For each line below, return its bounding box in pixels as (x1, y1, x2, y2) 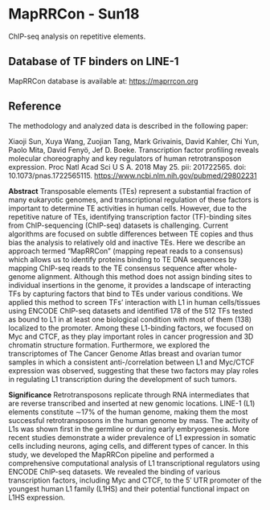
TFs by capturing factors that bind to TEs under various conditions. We (8, 289, 243, 298)
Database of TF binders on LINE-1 (8, 55, 179, 68)
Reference (8, 100, 62, 113)
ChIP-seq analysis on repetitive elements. (8, 31, 146, 41)
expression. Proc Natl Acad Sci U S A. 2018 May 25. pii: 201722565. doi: (8, 162, 247, 171)
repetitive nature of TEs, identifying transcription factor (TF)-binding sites (8, 212, 252, 221)
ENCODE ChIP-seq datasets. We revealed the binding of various (8, 467, 221, 476)
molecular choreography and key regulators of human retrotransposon (8, 154, 242, 163)
